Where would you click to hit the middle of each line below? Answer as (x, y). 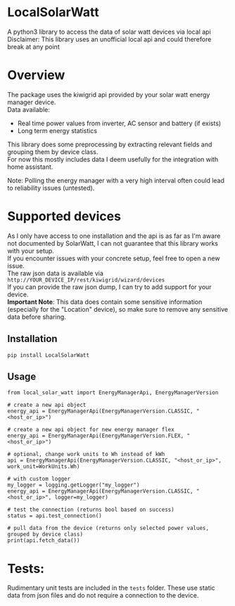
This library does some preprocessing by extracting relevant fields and (110, 144)
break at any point (33, 46)
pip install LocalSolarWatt (49, 355)
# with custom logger (39, 479)
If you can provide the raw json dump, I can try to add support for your (110, 286)
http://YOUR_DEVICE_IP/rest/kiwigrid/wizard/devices (86, 280)
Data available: (29, 109)
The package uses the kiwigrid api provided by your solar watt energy (109, 94)
